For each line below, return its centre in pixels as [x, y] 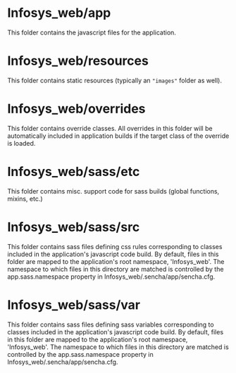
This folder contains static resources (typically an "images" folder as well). [115, 80]
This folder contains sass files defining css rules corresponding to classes [115, 246]
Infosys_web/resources [78, 61]
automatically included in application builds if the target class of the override [118, 136]
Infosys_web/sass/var [74, 305]
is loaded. [21, 143]
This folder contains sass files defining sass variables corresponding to [111, 324]
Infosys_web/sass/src [74, 227]
